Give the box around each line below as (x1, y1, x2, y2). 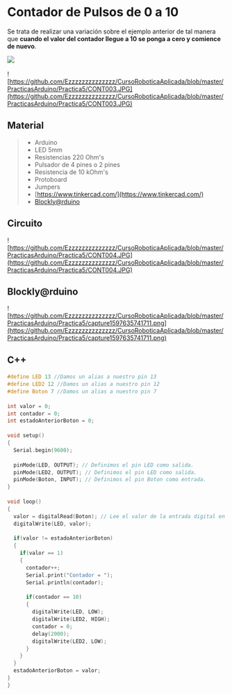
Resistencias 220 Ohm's (34, 153, 104, 161)
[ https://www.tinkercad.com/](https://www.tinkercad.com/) (34, 189, 204, 198)
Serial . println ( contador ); (25, 579, 104, 586)
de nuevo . (7, 42, 37, 50)
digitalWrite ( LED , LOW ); (32, 609, 104, 616)
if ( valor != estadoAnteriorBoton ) (13, 535, 113, 542)
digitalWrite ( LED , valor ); (13, 520, 92, 527)
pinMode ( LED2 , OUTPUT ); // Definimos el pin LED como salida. (13, 469, 197, 476)
